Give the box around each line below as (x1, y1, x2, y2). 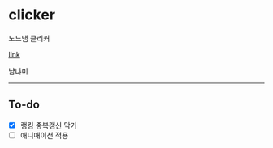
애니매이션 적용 (19, 130, 69, 140)
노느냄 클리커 (8, 33, 50, 43)
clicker (8, 6, 55, 24)
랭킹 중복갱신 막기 (19, 120, 77, 130)
